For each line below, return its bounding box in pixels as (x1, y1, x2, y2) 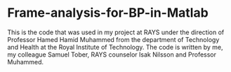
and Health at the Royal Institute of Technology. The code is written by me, (7, 43, 223, 51)
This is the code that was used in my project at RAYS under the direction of (7, 28, 225, 36)
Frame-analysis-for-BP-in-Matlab (7, 5, 209, 21)
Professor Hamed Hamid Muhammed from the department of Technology (7, 35, 220, 43)
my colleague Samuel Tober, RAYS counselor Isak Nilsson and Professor (7, 50, 216, 59)
